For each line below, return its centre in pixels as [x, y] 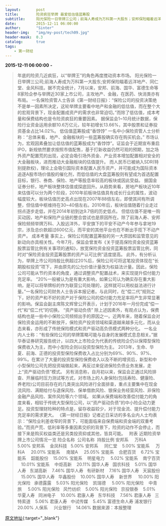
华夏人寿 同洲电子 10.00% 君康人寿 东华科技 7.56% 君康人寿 [84, 495]
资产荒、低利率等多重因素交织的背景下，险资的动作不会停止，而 [95, 427]
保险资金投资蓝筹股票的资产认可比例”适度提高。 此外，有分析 [90, 254]
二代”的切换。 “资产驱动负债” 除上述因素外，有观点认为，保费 [97, 310]
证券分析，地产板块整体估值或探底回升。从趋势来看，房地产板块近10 [87, 186]
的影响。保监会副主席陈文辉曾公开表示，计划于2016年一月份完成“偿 [86, 304]
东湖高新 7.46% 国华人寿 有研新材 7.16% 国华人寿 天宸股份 [95, 470]
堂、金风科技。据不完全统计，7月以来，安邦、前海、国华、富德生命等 [88, 87]
